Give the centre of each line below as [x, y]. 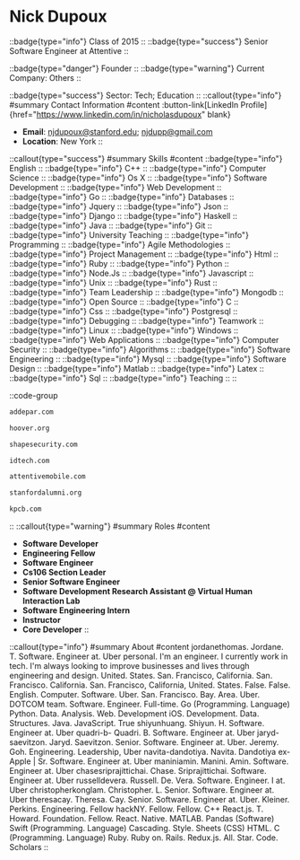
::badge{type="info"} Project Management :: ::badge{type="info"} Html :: [144, 254]
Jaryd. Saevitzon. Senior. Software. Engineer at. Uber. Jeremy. [164, 742]
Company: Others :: [45, 77]
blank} [219, 114]
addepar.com [31, 412]
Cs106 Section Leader [64, 573]
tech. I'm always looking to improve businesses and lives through [129, 666]
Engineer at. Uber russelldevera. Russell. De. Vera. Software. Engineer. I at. [147, 781]
